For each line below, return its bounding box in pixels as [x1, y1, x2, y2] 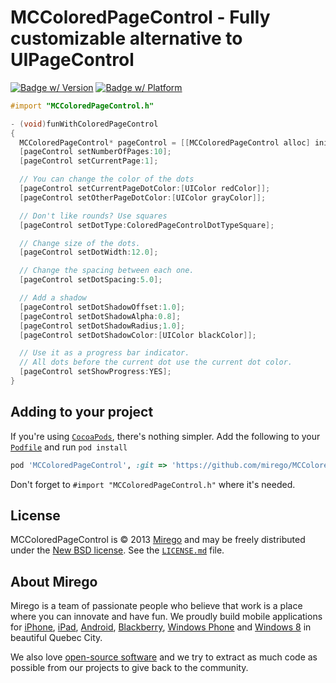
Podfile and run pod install [10, 441, 128, 453]
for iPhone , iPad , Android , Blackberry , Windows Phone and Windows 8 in [10, 621, 312, 633]
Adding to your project [10, 404, 154, 421]
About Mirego [10, 573, 98, 590]
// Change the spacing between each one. [19, 266, 195, 276]
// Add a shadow [19, 293, 87, 303]
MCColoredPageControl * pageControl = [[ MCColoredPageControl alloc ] [19, 137, 311, 148]
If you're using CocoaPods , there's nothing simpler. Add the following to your [10, 430, 321, 442]
